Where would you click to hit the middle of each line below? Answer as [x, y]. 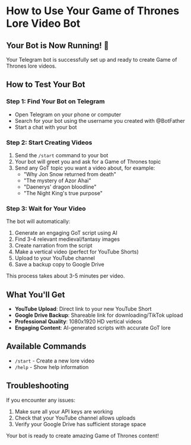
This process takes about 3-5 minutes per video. [66, 276]
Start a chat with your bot [46, 127]
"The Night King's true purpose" [63, 193]
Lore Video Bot [43, 23]
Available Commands [46, 346]
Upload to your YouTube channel [55, 258]
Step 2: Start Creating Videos [49, 142]
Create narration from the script [54, 246]
